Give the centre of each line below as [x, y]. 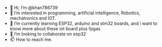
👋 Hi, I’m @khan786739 [34, 8]
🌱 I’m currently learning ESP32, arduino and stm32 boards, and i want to [83, 23]
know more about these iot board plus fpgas [55, 29]
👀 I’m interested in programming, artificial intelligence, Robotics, [75, 13]
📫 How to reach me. [31, 39]
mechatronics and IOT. [33, 18]
